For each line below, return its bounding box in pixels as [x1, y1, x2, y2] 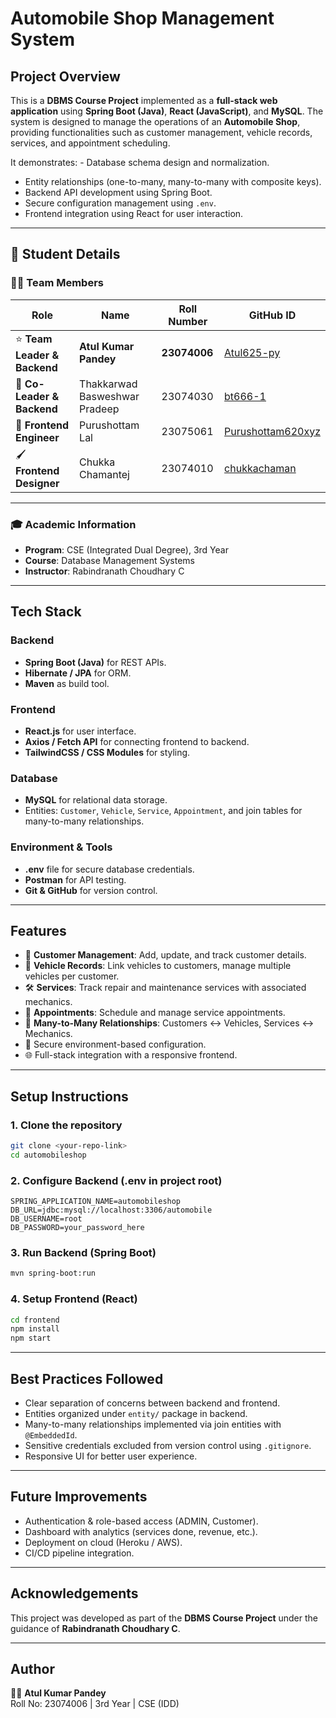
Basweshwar [79, 389, 140, 403]
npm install [10, 1324, 60, 1334]
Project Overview [10, 68, 121, 85]
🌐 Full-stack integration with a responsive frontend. [24, 1049, 238, 1061]
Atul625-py [224, 346, 281, 360]
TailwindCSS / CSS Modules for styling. [24, 746, 191, 758]
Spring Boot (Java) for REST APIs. [24, 656, 167, 668]
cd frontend [10, 1315, 60, 1325]
